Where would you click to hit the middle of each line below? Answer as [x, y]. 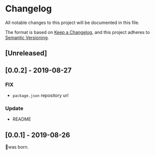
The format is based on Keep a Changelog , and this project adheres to [77, 32]
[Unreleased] [26, 53]
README [22, 119]
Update [14, 108]
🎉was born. [17, 147]
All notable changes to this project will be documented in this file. [72, 22]
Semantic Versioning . [27, 37]
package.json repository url [40, 95]
